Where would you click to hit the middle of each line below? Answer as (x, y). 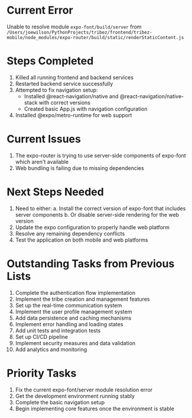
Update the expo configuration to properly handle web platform (92, 227)
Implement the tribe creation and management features (82, 299)
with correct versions (65, 102)
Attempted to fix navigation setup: (56, 90)
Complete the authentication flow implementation (75, 292)
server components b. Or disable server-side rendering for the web (97, 214)
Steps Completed (50, 61)
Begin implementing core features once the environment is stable (95, 409)
